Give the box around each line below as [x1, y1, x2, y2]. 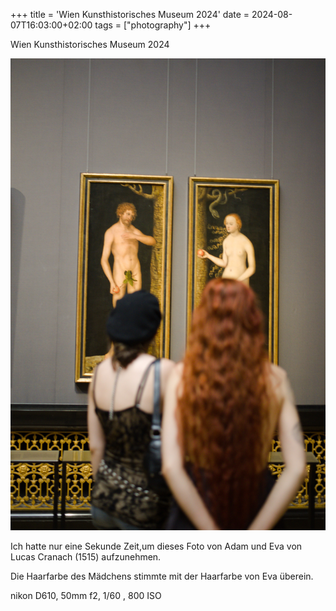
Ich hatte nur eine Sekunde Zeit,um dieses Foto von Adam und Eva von [10, 540, 303, 552]
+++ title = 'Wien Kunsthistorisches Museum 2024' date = [10, 9, 250, 20]
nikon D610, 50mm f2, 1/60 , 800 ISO [10, 589, 162, 601]
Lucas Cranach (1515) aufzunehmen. [10, 550, 162, 563]
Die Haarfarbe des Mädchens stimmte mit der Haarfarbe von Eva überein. [10, 570, 314, 582]
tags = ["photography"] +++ [94, 19, 212, 31]
